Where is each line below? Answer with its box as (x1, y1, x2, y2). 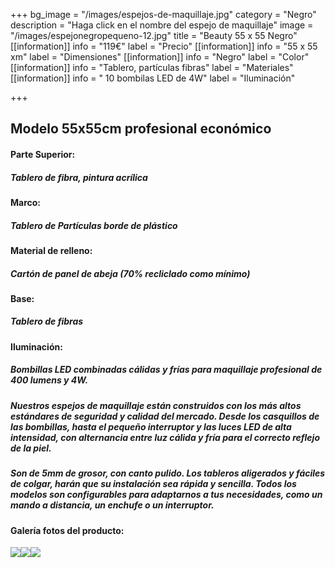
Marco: (10, 196, 42, 208)
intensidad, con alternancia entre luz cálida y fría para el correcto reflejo (10, 431, 320, 443)
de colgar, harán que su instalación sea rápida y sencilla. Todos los (10, 478, 297, 490)
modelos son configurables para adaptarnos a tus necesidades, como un (10, 489, 323, 501)
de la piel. (10, 442, 52, 454)
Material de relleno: (10, 244, 93, 256)
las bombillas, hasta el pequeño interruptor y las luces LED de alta (10, 420, 292, 433)
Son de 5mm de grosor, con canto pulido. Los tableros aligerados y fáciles (10, 467, 326, 479)
